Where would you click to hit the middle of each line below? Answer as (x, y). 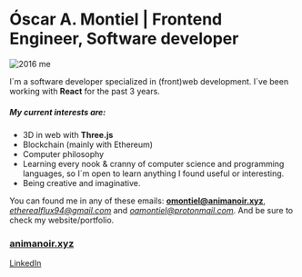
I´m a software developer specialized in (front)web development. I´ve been (149, 81)
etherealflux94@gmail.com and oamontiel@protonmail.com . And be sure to (151, 210)
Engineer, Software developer (124, 39)
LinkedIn (25, 263)
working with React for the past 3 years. (85, 91)
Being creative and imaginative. (81, 183)
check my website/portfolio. (62, 220)
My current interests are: (58, 112)
